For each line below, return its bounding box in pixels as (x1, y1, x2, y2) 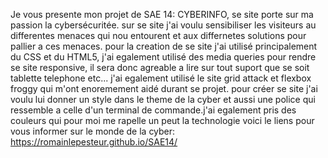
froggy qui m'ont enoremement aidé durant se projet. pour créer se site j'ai (10, 83, 318, 94)
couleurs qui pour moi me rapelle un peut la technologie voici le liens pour (10, 115, 315, 126)
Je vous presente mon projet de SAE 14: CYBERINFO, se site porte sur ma (10, 9, 314, 20)
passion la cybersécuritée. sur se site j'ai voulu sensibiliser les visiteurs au (10, 19, 317, 31)
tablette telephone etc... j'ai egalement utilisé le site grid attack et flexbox (10, 72, 312, 84)
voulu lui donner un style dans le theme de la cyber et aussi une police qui (10, 94, 316, 105)
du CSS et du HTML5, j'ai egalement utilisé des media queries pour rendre (10, 51, 317, 63)
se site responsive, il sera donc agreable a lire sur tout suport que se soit (10, 62, 310, 73)
